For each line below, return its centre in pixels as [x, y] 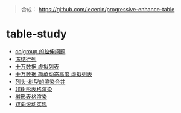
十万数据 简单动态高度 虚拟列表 [53, 74]
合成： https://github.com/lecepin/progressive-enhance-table [98, 9]
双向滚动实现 [31, 104]
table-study [37, 34]
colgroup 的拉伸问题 [40, 51]
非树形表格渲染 [33, 89]
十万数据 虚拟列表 [37, 66]
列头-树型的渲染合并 [40, 81]
